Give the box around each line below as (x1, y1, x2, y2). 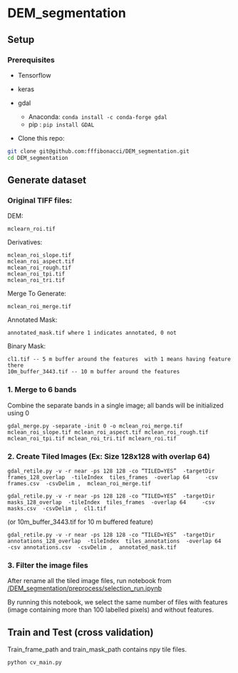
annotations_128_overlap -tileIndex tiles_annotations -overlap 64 (7, 537, 222, 545)
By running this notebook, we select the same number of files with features (7, 598, 228, 607)
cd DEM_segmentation (7, 154, 69, 161)
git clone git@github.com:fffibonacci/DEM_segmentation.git (7, 148, 190, 155)
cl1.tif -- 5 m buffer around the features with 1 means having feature (7, 355, 232, 363)
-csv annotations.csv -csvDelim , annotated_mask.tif (7, 544, 177, 551)
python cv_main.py (7, 659, 62, 667)
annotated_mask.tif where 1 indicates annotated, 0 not (7, 330, 177, 337)
